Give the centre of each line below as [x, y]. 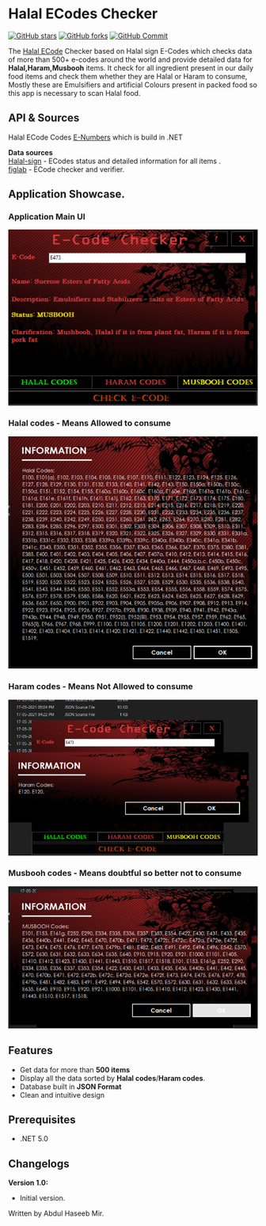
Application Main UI [47, 217]
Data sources [30, 152]
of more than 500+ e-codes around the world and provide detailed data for [131, 59]
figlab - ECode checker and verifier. [66, 169]
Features [30, 1051]
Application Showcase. [66, 194]
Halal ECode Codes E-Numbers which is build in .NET [96, 137]
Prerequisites [42, 1119]
